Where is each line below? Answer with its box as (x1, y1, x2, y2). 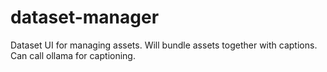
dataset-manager (10, 6, 160, 29)
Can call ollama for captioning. (10, 49, 136, 61)
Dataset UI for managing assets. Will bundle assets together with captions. (10, 39, 318, 51)
